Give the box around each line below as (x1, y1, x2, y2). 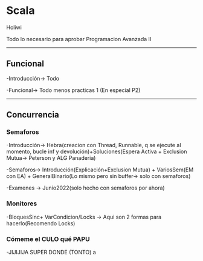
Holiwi (6, 24, 22, 31)
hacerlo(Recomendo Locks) (6, 219, 76, 227)
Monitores (6, 199, 37, 208)
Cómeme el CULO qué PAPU (6, 234, 90, 243)
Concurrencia (6, 110, 59, 120)
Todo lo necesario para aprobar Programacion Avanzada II (6, 35, 152, 42)
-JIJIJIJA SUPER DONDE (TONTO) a (6, 249, 97, 256)
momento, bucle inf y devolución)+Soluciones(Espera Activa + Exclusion (6, 148, 187, 155)
